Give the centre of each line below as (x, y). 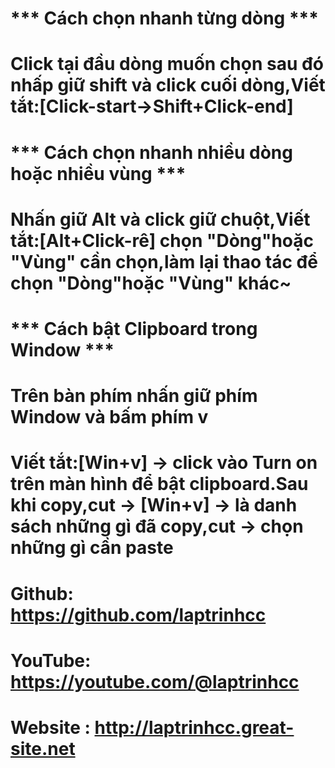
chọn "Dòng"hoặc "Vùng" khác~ (151, 283)
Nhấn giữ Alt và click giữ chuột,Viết (160, 219)
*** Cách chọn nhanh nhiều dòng (151, 152)
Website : (50, 727)
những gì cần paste (92, 548)
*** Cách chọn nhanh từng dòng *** (164, 18)
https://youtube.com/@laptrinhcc (155, 681)
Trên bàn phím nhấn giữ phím (134, 396)
